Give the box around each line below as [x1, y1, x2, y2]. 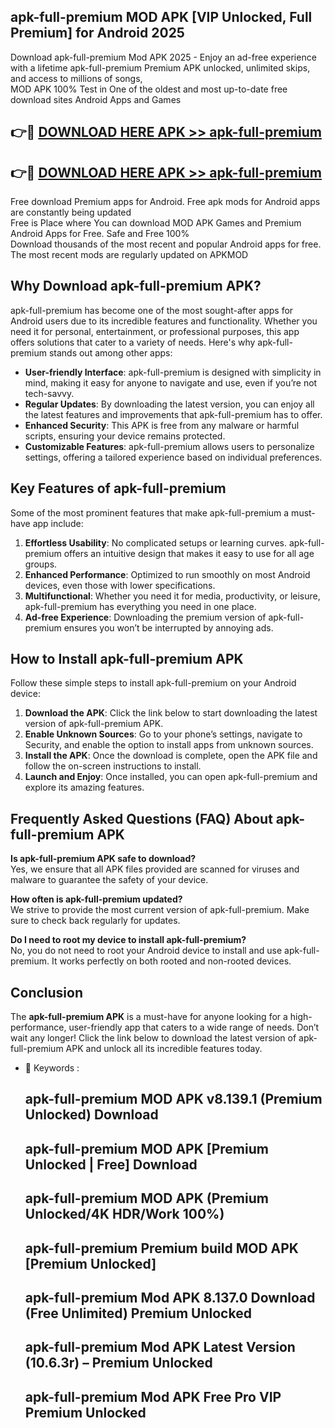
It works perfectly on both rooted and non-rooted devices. [51, 955, 292, 967]
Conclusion [10, 984, 84, 1001]
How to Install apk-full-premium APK [10, 651, 244, 668]
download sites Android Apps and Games [10, 93, 182, 105]
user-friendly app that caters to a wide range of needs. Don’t [68, 1021, 320, 1034]
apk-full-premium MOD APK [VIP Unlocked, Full [10, 9, 313, 26]
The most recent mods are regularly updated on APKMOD [10, 249, 249, 261]
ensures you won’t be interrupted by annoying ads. [63, 621, 274, 634]
